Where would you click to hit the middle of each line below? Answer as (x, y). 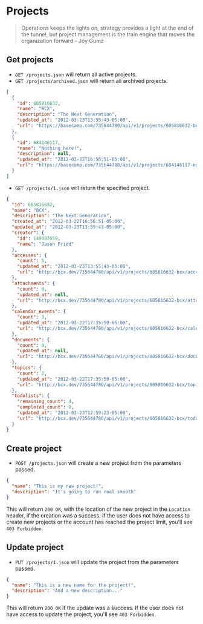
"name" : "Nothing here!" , (50, 148)
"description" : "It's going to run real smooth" (74, 492)
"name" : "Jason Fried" (46, 244)
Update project (35, 547)
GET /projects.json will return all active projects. (76, 74)
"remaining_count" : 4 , (46, 402)
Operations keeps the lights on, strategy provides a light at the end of (107, 28)
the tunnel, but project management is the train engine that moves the (108, 34)
